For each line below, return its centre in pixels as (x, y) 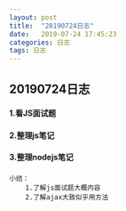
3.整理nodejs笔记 (41, 158)
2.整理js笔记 (32, 135)
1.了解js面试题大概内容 (63, 188)
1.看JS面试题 (33, 113)
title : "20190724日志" (52, 26)
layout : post (33, 17)
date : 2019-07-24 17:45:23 (63, 34)
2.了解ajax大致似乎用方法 (67, 197)
